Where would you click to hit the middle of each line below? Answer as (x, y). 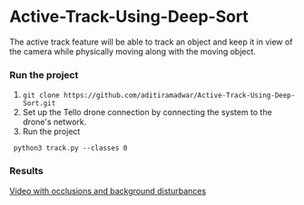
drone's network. (54, 122)
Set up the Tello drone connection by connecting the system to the (147, 112)
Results (26, 171)
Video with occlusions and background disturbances (108, 190)
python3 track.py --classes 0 (70, 148)
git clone (41, 96)
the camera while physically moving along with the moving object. (133, 51)
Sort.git (39, 103)
